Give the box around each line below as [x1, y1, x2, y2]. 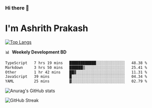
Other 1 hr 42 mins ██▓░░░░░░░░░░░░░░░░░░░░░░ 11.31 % [5, 69, 148, 75]
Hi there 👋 [5, 4, 30, 11]
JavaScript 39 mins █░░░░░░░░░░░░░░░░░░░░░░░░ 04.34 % [5, 74, 148, 79]
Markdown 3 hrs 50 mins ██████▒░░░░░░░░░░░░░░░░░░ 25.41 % [5, 65, 148, 70]
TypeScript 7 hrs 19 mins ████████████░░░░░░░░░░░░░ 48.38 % [5, 60, 148, 65]
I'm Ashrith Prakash [5, 23, 88, 34]
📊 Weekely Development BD [5, 49, 67, 55]
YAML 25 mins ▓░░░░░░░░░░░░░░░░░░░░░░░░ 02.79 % [5, 79, 148, 84]
